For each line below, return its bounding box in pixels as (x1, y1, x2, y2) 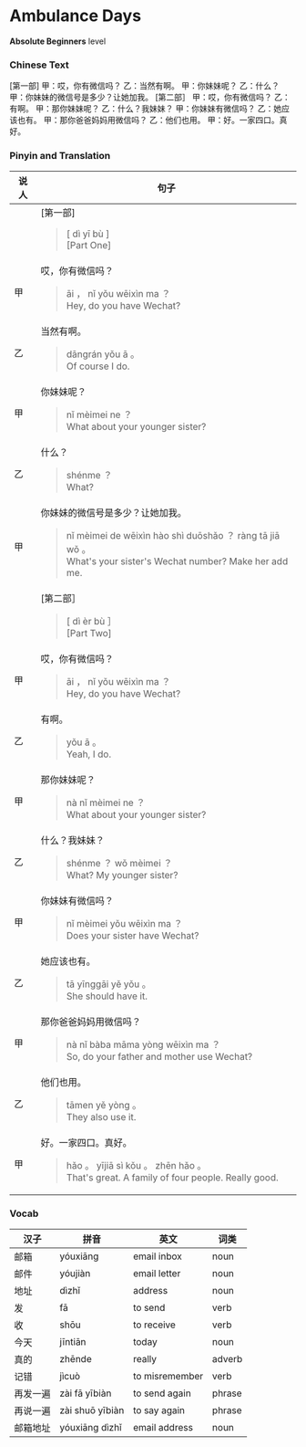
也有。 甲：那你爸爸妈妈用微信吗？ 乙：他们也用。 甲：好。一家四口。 (16, 115, 280, 126)
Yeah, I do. (66, 748, 112, 760)
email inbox (133, 1250, 182, 1263)
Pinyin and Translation (9, 150, 111, 163)
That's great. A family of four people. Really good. (66, 1170, 280, 1183)
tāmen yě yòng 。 (66, 1098, 142, 1111)
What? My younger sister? (66, 868, 178, 881)
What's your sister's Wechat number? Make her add (66, 554, 289, 567)
